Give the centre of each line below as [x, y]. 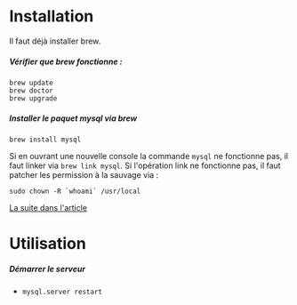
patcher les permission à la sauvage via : [84, 174]
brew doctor [31, 91]
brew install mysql [45, 140]
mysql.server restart [62, 292]
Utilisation [48, 244]
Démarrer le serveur [48, 269]
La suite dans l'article [48, 207]
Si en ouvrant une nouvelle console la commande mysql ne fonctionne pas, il [149, 156]
